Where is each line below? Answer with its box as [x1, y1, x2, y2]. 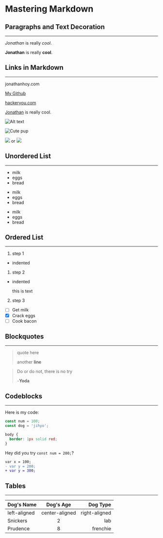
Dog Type [88, 501, 112, 508]
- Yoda [16, 378, 30, 384]
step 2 [12, 269, 25, 275]
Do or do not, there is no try [16, 369, 73, 375]
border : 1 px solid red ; [9, 437, 57, 441]
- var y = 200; [5, 464, 36, 469]
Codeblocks [5, 392, 43, 400]
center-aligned [41, 509, 76, 516]
